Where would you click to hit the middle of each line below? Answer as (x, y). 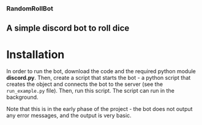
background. (22, 97)
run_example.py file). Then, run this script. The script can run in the (90, 91)
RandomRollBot (30, 9)
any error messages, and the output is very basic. (69, 116)
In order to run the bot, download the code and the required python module (101, 71)
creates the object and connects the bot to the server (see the (85, 84)
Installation (36, 55)
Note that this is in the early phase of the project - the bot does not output (99, 109)
